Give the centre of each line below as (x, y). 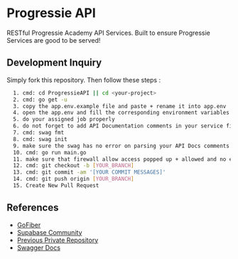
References (33, 208)
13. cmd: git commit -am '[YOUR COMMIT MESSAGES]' (90, 172)
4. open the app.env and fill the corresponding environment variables (121, 113)
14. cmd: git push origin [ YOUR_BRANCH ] (74, 179)
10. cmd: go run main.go (50, 152)
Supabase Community (49, 232)
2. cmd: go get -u (40, 100)
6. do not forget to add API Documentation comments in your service (118, 126)
